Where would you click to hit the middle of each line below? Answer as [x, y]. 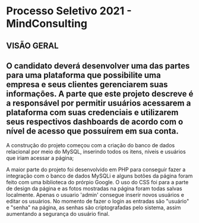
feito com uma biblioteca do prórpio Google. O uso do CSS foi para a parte [97, 182]
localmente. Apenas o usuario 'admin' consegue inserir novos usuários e [95, 195]
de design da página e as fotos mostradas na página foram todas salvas [94, 188]
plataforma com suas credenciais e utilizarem [92, 112]
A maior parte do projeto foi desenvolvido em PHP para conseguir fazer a [96, 170]
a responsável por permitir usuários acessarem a [99, 103]
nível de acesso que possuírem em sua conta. [93, 131]
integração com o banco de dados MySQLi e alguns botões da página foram [99, 176]
